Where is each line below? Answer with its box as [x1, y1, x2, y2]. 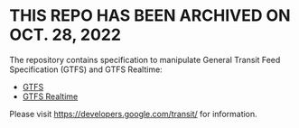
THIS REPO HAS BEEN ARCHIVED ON [9, 5, 291, 26]
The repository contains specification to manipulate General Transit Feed [9, 54, 281, 65]
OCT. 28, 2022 [9, 24, 122, 45]
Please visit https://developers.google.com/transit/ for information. [9, 108, 257, 119]
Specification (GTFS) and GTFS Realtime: [9, 64, 163, 75]
